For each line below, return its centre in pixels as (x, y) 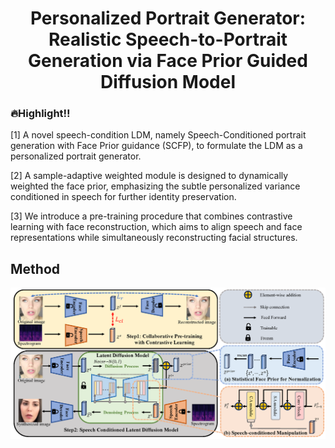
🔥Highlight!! (40, 114)
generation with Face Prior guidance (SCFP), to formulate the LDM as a (156, 146)
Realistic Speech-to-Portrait (168, 39)
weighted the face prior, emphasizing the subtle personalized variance (155, 186)
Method (35, 268)
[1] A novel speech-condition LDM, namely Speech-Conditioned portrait (158, 135)
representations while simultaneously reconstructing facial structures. (154, 238)
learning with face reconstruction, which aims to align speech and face (156, 227)
